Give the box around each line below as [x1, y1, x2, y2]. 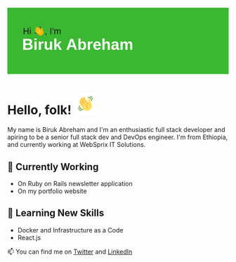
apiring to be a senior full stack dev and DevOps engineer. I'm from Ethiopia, [7, 133, 228, 141]
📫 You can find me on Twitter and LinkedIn [7, 247, 133, 256]
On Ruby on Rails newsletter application [17, 179, 133, 188]
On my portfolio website [17, 187, 87, 195]
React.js [17, 233, 41, 242]
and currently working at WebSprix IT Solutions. [7, 140, 146, 149]
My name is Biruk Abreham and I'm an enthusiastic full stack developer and [7, 126, 225, 134]
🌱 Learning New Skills [7, 207, 105, 219]
